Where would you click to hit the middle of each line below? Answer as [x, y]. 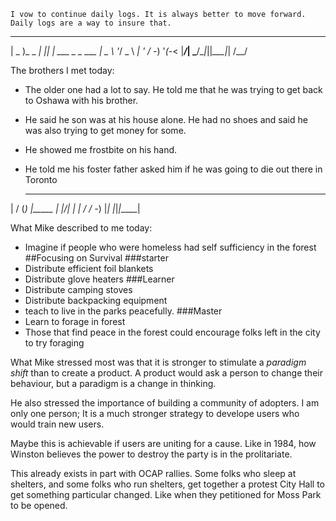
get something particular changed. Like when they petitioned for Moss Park [166, 494]
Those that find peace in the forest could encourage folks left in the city [172, 332]
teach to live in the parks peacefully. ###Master [123, 311]
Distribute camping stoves [78, 289]
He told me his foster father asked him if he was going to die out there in [173, 169]
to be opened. [39, 505]
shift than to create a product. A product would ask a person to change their [166, 373]
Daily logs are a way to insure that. [91, 23]
